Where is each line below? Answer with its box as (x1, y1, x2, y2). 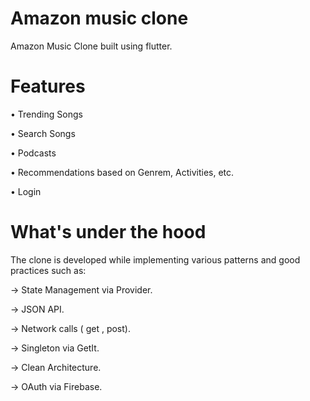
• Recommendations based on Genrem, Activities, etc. (10, 166, 235, 178)
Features (10, 75, 86, 98)
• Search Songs (10, 127, 76, 139)
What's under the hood (10, 221, 207, 244)
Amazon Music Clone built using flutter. (10, 40, 173, 52)
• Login (10, 185, 42, 197)
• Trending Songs (10, 108, 83, 120)
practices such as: (10, 264, 87, 276)
